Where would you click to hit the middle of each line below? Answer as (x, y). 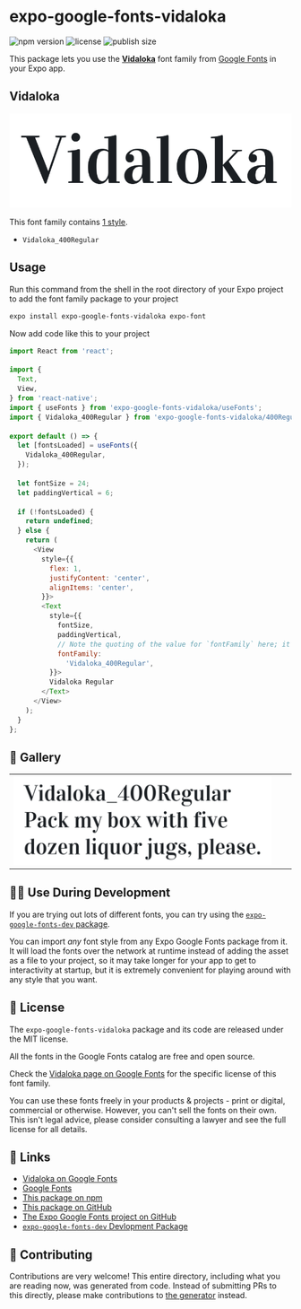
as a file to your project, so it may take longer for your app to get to (133, 960)
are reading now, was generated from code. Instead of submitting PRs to (143, 1286)
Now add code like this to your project (80, 333)
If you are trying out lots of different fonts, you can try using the (127, 914)
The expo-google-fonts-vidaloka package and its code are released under (146, 1029)
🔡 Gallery (35, 757)
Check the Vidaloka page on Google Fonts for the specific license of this (143, 1073)
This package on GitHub (67, 1208)
